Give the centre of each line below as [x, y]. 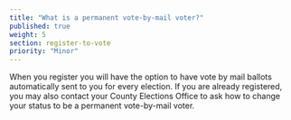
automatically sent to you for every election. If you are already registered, [146, 87]
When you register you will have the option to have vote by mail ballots [141, 77]
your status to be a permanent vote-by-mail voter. [102, 106]
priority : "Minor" [44, 51]
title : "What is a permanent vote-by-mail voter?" [107, 18]
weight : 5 [28, 34]
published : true [40, 26]
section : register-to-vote [60, 43]
